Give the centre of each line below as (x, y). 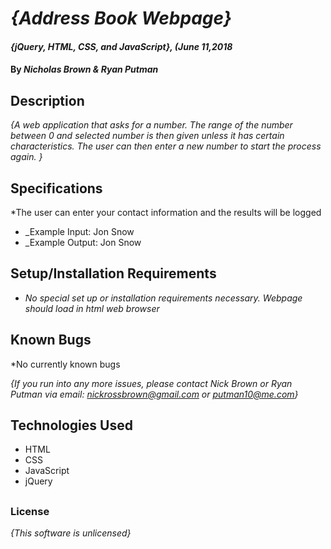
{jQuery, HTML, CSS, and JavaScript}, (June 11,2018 (121, 46)
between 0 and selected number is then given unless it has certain (147, 136)
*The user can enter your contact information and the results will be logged (166, 212)
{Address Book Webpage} (121, 18)
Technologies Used (71, 425)
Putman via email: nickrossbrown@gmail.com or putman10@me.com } (154, 394)
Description (47, 100)
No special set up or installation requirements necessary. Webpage (163, 298)
